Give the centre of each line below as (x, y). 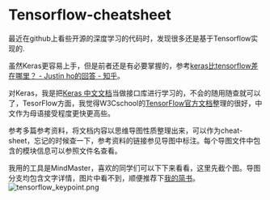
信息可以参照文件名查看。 (79, 151)
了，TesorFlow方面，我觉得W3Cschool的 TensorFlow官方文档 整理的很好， (132, 103)
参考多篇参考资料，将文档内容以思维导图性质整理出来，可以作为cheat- (126, 130)
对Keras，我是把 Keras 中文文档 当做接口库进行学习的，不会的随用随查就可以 (135, 93)
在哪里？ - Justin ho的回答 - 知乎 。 (67, 75)
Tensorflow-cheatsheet (90, 15)
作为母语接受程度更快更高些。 (65, 113)
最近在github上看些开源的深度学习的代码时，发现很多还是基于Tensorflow (130, 38)
